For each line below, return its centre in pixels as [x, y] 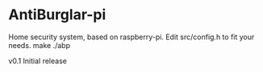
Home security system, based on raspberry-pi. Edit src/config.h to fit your [131, 37]
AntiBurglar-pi [57, 15]
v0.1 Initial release [38, 61]
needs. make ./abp [40, 45]
